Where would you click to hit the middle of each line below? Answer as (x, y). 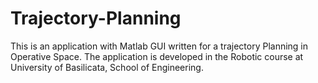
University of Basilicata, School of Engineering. (107, 67)
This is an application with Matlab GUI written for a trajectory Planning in (159, 46)
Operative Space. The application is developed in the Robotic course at (157, 56)
